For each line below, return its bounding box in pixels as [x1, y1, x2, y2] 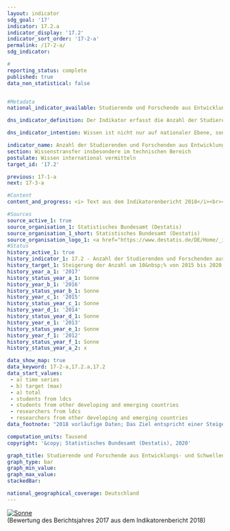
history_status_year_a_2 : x [7, 344, 88, 352]
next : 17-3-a [7, 180, 44, 187]
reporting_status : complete [7, 67, 88, 74]
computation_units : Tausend [7, 433, 88, 440]
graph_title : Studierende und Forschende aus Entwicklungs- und [7, 452, 194, 459]
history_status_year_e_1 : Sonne [7, 325, 99, 333]
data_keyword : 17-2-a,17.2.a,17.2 [7, 364, 106, 370]
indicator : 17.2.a [7, 23, 60, 29]
